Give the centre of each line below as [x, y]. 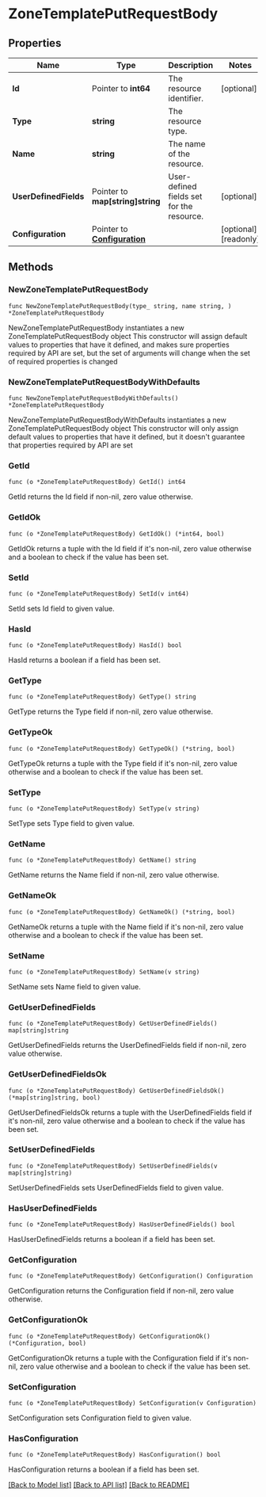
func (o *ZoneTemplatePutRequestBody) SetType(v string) [104, 809]
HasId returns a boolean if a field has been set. [84, 660]
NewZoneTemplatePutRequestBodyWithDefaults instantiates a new [118, 420]
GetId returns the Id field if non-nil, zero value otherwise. [101, 497]
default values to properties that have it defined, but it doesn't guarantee [127, 436]
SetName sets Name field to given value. [74, 986]
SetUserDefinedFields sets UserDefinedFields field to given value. [116, 1187]
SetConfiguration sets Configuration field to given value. [100, 1418]
